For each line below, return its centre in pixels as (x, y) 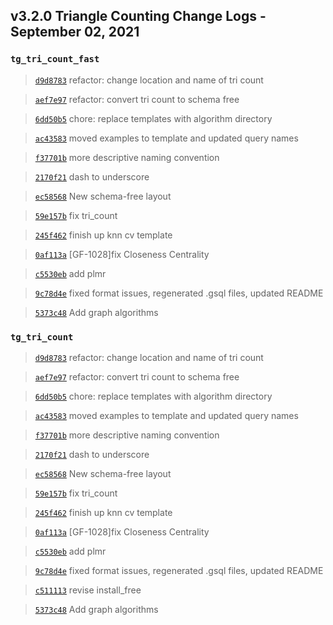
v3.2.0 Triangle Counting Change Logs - (138, 16)
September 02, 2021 (75, 32)
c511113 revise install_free (88, 590)
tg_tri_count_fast (55, 59)
